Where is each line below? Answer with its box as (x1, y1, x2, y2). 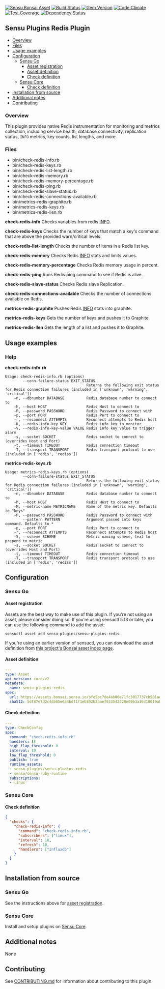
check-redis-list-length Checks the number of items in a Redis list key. (5, 243, 150, 249)
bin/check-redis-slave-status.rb (12, 188, 77, 194)
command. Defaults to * (5, 522, 54, 526)
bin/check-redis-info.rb (12, 157, 60, 163)
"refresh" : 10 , (18, 842, 50, 847)
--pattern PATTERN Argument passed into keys (23, 517, 141, 522)
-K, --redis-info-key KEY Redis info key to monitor (14, 422, 141, 427)
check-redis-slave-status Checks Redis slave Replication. (5, 281, 124, 287)
